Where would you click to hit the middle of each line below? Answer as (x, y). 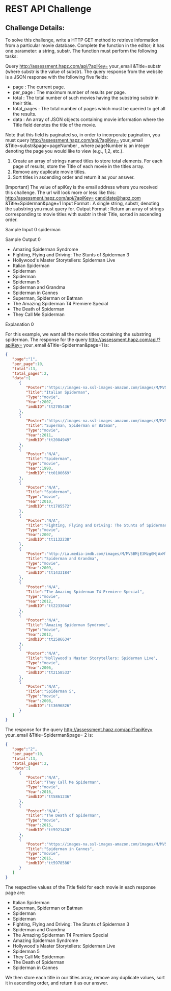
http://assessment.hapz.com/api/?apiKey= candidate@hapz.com (73, 198)
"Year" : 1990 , (39, 468)
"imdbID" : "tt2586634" (49, 639)
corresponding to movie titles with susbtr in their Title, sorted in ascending (83, 214)
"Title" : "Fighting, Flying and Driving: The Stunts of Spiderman (96, 525)
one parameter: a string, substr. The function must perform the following (81, 51)
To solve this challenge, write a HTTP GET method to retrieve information (82, 40)
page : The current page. (39, 87)
